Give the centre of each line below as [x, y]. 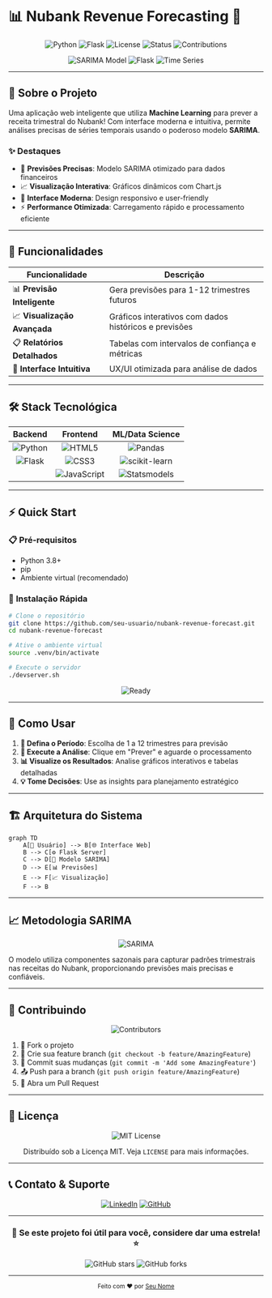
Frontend [80, 433]
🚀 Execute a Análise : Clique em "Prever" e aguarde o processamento [136, 752]
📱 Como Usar [42, 724]
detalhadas [39, 772]
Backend [30, 433]
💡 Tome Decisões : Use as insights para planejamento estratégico [129, 781]
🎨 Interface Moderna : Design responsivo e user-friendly [114, 198]
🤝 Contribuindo [47, 1010]
